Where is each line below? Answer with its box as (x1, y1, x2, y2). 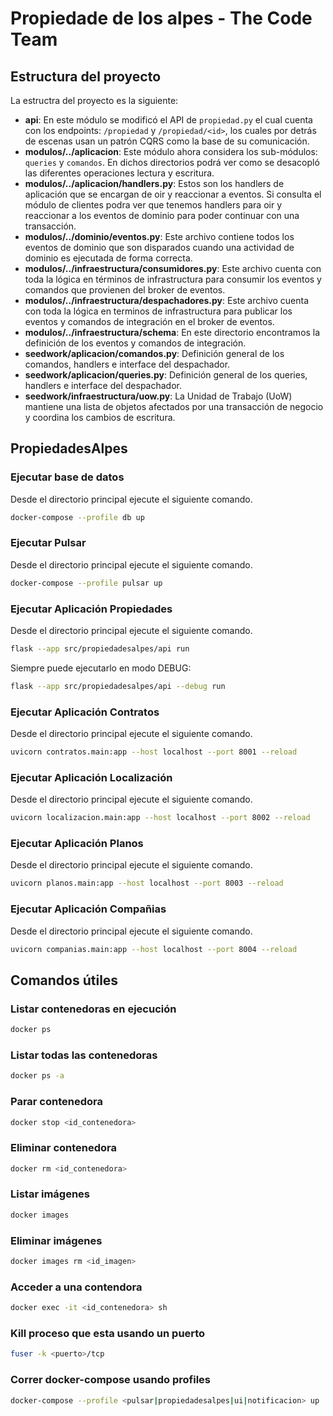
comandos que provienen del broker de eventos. (24, 284, 226, 296)
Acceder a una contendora (10, 1280, 143, 1294)
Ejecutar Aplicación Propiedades (10, 602, 173, 616)
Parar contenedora (10, 1095, 103, 1109)
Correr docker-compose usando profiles (10, 1373, 212, 1387)
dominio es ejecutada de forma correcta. (24, 252, 193, 264)
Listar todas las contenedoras (10, 1048, 158, 1062)
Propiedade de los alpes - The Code (10, 7, 313, 30)
